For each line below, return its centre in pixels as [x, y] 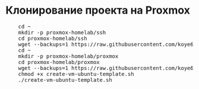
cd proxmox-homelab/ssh [53, 38]
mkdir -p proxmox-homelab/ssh [62, 32]
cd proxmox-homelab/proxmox [59, 62]
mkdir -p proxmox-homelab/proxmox [68, 56]
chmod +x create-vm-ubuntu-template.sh [76, 74]
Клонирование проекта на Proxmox [98, 10]
